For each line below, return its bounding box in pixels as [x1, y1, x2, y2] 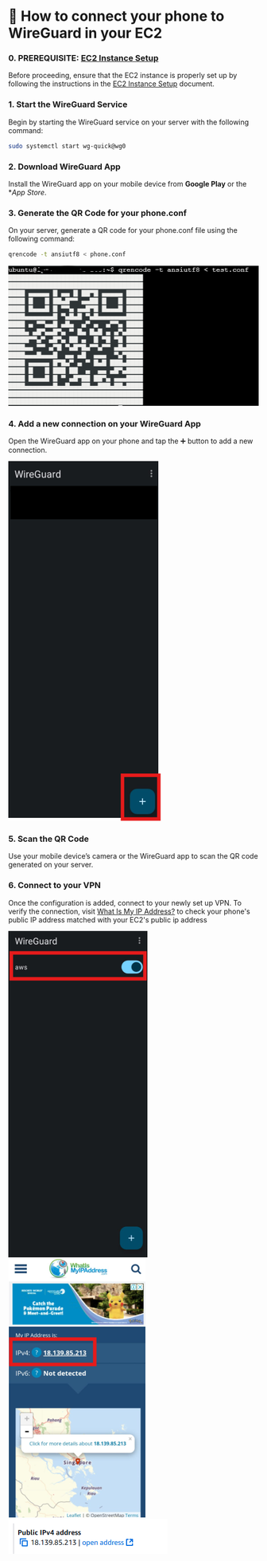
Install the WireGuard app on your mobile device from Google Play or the [8, 179, 247, 188]
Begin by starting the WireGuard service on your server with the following [8, 117, 250, 127]
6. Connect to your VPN [8, 880, 102, 891]
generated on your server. [8, 860, 94, 870]
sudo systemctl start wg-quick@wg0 [8, 142, 126, 150]
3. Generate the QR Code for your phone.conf [8, 207, 187, 218]
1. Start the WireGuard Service [8, 99, 128, 110]
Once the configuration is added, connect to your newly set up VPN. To [8, 898, 242, 907]
